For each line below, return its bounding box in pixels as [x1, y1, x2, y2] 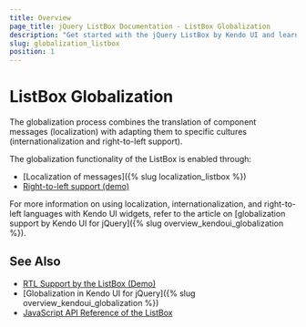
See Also [9, 254, 61, 270]
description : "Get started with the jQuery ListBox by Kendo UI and [9, 30, 275, 39]
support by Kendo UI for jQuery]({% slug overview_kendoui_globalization [9, 218, 284, 229]
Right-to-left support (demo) [22, 181, 130, 192]
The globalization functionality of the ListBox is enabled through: [9, 154, 252, 165]
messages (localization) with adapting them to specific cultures [9, 127, 248, 138]
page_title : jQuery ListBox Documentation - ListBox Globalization [9, 22, 271, 31]
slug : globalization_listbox [9, 38, 120, 48]
